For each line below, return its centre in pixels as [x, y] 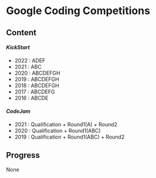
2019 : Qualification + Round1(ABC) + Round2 [69, 137]
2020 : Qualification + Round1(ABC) [57, 130]
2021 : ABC [28, 66]
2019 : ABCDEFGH [37, 79]
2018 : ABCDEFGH [37, 85]
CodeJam [18, 111]
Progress [23, 155]
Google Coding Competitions [78, 11]
